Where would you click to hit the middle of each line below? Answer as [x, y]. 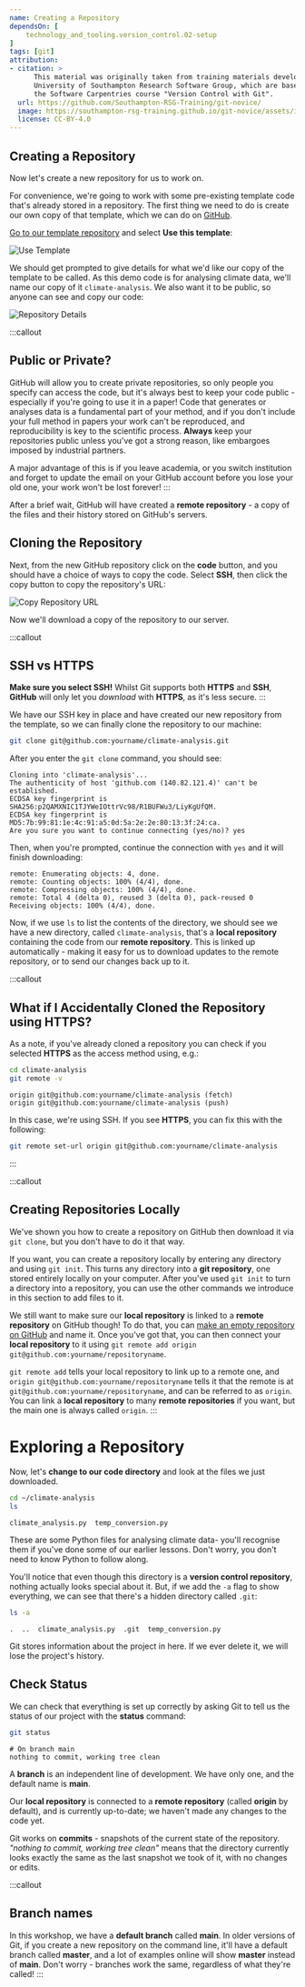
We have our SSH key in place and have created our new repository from [146, 715]
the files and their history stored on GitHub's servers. [108, 514]
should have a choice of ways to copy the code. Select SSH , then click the [148, 575]
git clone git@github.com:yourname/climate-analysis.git [119, 741]
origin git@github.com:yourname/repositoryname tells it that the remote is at [152, 1381]
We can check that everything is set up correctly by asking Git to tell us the [150, 1706]
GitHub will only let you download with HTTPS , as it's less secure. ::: [138, 697]
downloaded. [34, 1481]
